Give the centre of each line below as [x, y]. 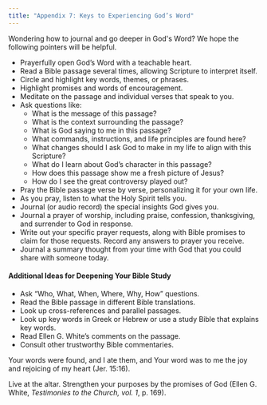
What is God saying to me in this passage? [101, 130]
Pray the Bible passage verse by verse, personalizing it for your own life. [139, 189]
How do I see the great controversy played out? [110, 181]
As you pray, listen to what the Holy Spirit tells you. [103, 198]
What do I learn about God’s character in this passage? [122, 164]
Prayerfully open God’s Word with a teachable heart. [106, 62]
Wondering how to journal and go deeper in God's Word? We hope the [124, 38]
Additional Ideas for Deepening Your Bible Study [90, 276]
